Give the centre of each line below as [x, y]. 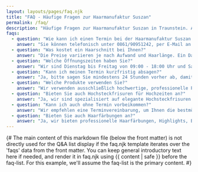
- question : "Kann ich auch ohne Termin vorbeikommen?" [81, 105]
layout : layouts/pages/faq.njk [44, 11]
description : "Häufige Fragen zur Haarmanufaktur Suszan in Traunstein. [97, 28]
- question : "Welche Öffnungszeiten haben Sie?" [72, 61]
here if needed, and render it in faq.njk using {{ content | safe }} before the [97, 157]
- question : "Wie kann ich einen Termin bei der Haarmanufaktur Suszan [101, 39]
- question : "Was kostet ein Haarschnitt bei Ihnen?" [79, 50]
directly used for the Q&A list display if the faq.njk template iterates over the [98, 144]
